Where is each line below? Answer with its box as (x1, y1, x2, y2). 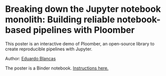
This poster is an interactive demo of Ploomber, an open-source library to (5, 40, 155, 46)
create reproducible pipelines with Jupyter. (5, 46, 92, 52)
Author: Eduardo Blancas (5, 55, 56, 61)
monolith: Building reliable (5, 14, 115, 25)
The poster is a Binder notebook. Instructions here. (5, 65, 109, 71)
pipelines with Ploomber (33, 25, 135, 36)
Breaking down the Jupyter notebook (5, 3, 161, 15)
